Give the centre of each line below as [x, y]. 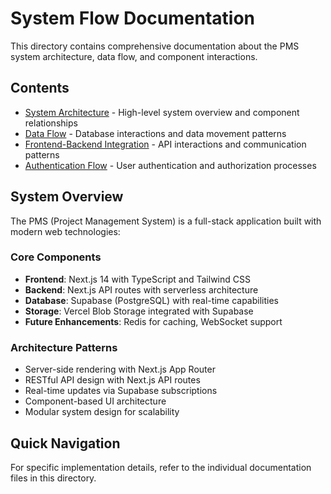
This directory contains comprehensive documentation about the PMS [155, 46]
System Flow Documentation [133, 18]
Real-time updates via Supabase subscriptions [121, 391]
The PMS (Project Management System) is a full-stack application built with [166, 221]
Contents [40, 88]
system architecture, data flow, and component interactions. [134, 56]
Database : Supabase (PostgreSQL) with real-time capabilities [151, 300]
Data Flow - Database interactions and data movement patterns [155, 133]
